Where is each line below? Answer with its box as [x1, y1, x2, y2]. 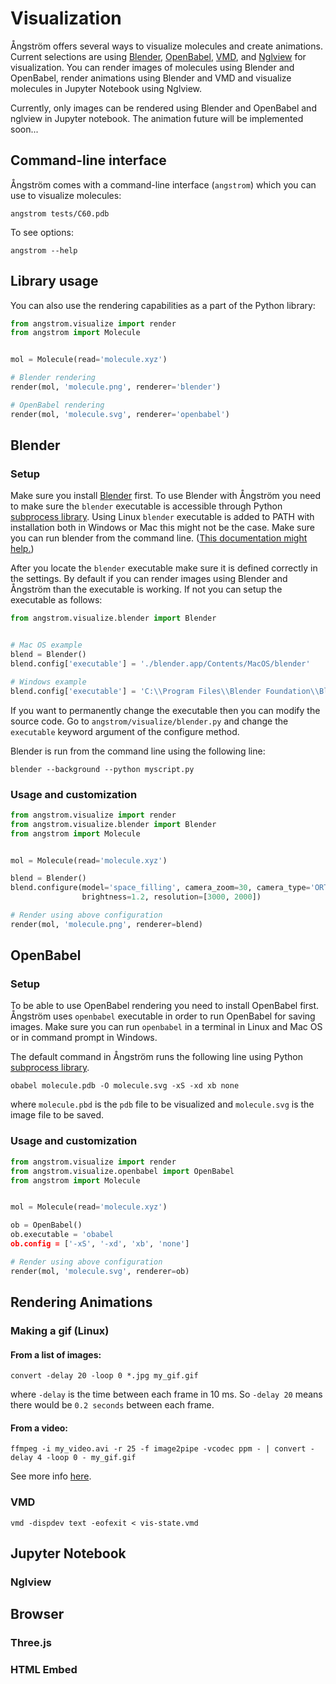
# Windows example [10, 677, 87, 687]
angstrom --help [10, 245, 78, 256]
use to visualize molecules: [10, 189, 122, 201]
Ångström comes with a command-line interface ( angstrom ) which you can [10, 178, 317, 191]
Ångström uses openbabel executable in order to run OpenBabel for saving [10, 1010, 316, 1022]
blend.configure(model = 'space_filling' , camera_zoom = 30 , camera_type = [10, 883, 311, 893]
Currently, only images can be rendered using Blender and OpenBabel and [10, 102, 317, 114]
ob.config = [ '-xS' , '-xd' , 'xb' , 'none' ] [10, 1239, 190, 1249]
